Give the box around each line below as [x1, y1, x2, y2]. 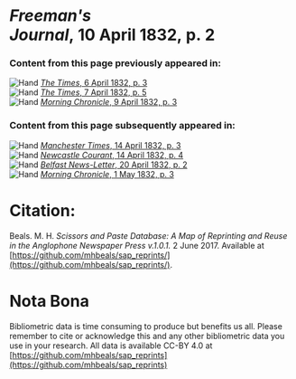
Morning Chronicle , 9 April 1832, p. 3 [40, 97, 178, 108]
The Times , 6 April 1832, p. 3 [40, 78, 148, 89]
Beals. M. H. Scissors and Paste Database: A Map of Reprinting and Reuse [9, 230, 288, 241]
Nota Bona [9, 290, 90, 311]
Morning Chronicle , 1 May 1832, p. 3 [40, 168, 174, 179]
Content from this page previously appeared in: [9, 57, 221, 70]
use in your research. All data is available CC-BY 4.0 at [9, 340, 213, 351]
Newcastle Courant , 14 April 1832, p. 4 [40, 149, 184, 160]
